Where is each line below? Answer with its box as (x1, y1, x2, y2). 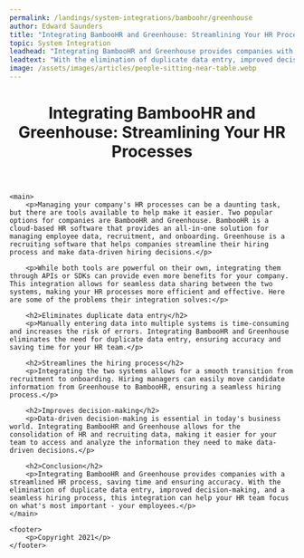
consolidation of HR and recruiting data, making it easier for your (9, 430, 278, 439)
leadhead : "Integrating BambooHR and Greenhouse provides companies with (9, 47, 294, 56)
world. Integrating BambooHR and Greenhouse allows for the (9, 422, 242, 431)
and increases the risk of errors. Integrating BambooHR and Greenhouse (9, 327, 290, 336)
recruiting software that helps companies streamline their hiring (9, 240, 270, 249)
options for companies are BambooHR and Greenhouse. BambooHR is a (9, 216, 270, 226)
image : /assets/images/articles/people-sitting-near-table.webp (9, 64, 257, 73)
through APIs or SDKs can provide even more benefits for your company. (9, 272, 290, 281)
